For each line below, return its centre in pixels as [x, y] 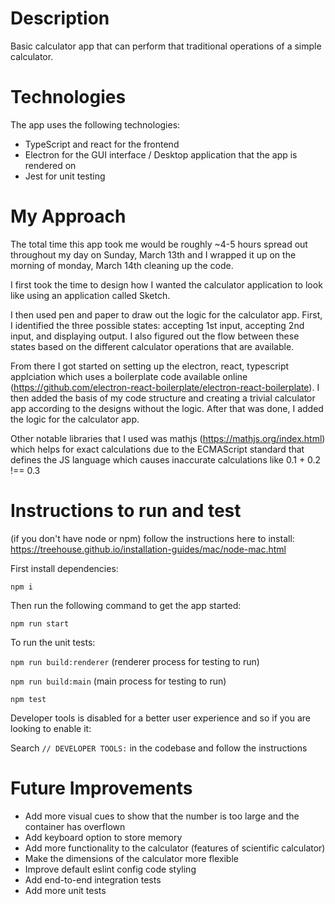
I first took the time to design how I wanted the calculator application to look [166, 284]
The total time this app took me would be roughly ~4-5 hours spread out [159, 244]
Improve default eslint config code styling [110, 869]
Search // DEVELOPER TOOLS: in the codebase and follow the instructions [159, 748]
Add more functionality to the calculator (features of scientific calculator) [175, 848]
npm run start [40, 623]
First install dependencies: [64, 568]
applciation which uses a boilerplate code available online [129, 376]
